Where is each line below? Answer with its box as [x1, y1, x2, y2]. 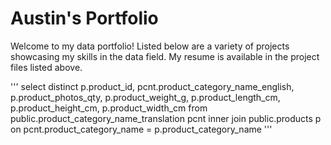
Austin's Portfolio [10, 7, 159, 30]
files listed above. [10, 61, 83, 73]
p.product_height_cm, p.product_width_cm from [10, 102, 208, 114]
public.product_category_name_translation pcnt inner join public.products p [10, 112, 322, 124]
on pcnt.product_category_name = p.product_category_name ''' [10, 123, 273, 135]
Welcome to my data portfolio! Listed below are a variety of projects [10, 40, 290, 52]
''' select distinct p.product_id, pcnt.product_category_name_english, [10, 80, 295, 92]
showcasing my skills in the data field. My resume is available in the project [10, 50, 320, 62]
